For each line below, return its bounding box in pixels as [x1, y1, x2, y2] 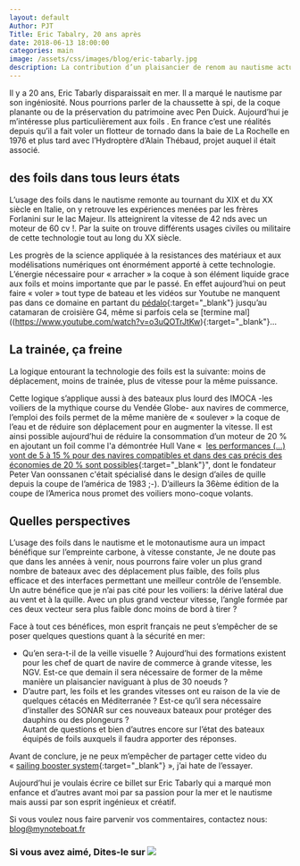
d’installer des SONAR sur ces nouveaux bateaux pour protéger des [21, 705, 272, 716]
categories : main [9, 47, 74, 55]
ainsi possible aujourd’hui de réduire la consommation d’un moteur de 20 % [9, 430, 287, 441]
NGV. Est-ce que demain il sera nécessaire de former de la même [21, 667, 263, 678]
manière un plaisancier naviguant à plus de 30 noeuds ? [21, 676, 229, 687]
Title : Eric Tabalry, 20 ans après [9, 30, 142, 38]
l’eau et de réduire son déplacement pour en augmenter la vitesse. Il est [9, 421, 273, 432]
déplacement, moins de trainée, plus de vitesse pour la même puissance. [9, 375, 279, 386]
